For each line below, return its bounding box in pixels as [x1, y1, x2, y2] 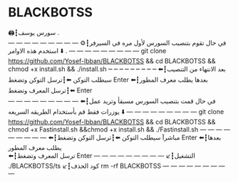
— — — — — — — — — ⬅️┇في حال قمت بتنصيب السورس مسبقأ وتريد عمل [8, 97, 216, 105]
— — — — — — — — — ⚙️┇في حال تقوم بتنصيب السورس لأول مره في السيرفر [8, 38, 227, 47]
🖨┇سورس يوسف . [8, 28, 60, 36]
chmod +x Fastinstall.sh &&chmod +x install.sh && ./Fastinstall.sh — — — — [8, 125, 231, 134]
